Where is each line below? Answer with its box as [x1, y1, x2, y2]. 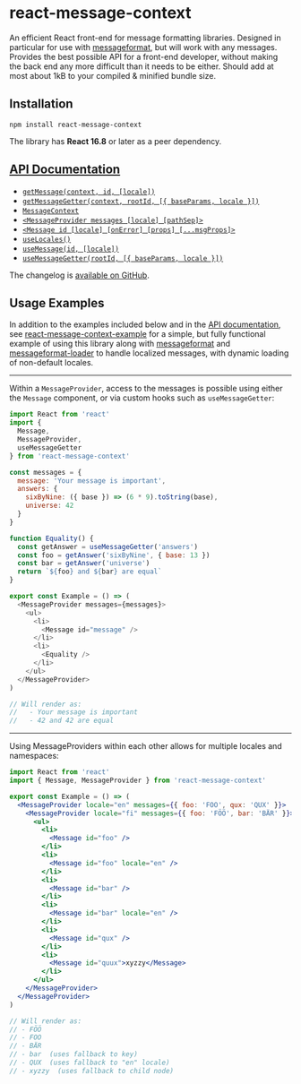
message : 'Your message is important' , [17, 476, 167, 486]
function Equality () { [9, 534, 94, 543]
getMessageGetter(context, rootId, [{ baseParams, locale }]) [21, 196, 260, 206]
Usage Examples [9, 295, 105, 311]
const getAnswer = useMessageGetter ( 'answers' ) [17, 542, 199, 551]
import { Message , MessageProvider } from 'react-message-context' [9, 776, 267, 785]
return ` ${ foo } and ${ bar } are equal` [17, 567, 163, 576]
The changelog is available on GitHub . [9, 270, 150, 280]
